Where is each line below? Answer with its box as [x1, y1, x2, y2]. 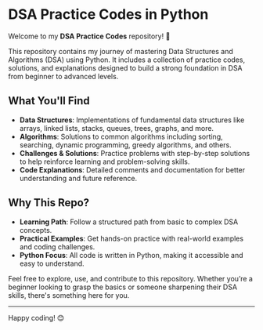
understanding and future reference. [19, 173, 138, 183]
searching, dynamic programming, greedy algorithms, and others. [19, 140, 232, 150]
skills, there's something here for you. [8, 290, 130, 299]
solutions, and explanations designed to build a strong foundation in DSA [8, 63, 243, 72]
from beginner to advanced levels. [8, 71, 119, 81]
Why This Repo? [8, 196, 90, 209]
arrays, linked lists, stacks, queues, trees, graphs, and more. [19, 123, 214, 132]
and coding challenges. [19, 241, 95, 252]
